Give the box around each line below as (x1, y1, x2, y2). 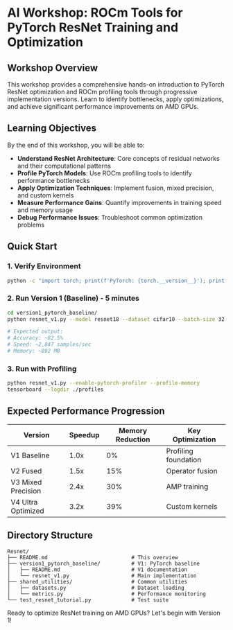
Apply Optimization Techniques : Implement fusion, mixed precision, (17, 184, 214, 192)
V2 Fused (10, 466, 42, 475)
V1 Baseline (10, 450, 50, 460)
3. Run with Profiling (7, 364, 77, 374)
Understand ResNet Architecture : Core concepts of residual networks (17, 154, 220, 162)
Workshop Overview (7, 62, 98, 73)
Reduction (115, 435, 150, 444)
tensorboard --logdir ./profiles (7, 386, 104, 393)
